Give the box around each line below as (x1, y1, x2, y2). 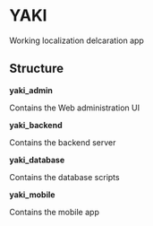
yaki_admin (9, 84, 54, 95)
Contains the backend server (9, 136, 116, 148)
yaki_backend (9, 119, 63, 130)
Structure (9, 61, 64, 76)
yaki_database (9, 154, 65, 165)
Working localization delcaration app (9, 35, 145, 46)
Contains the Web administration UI (9, 102, 140, 113)
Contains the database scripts (9, 171, 120, 182)
